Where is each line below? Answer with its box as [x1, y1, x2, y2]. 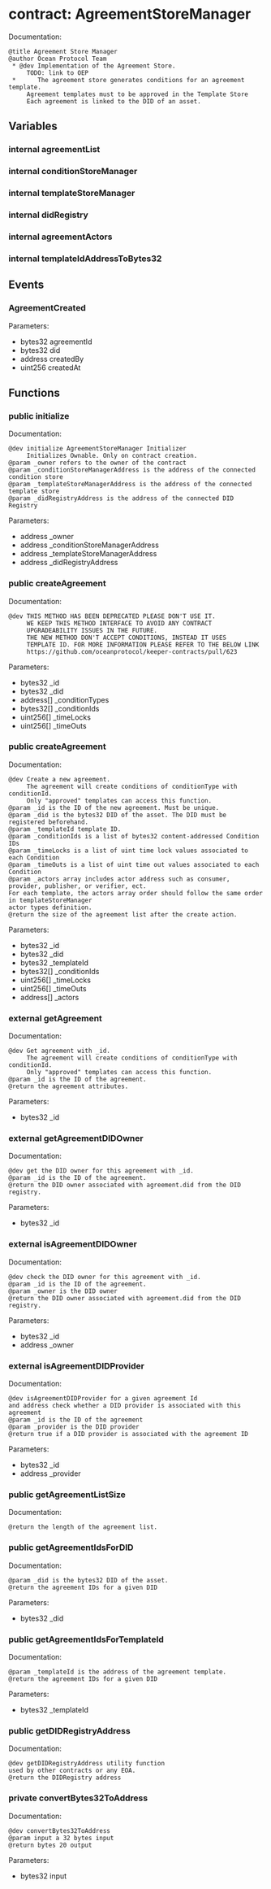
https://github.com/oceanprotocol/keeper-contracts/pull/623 [26, 647, 238, 655]
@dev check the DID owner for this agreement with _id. [8, 1273, 201, 1281]
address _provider [19, 1469, 81, 1478]
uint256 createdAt [19, 363, 81, 372]
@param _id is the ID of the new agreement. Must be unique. [8, 803, 220, 812]
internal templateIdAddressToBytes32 [8, 253, 162, 264]
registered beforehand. [8, 818, 89, 826]
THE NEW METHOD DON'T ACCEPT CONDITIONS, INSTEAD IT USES [26, 633, 227, 642]
